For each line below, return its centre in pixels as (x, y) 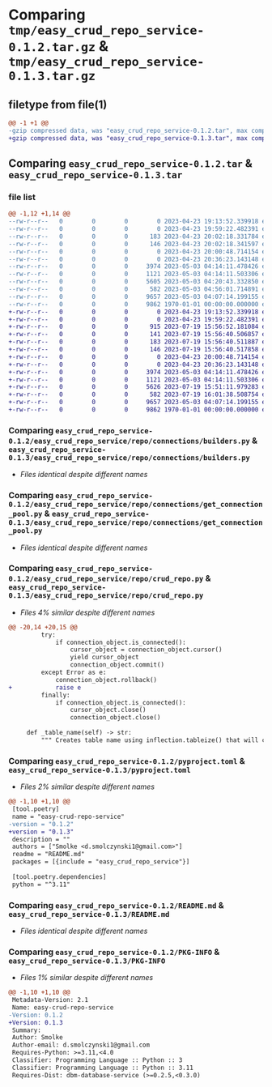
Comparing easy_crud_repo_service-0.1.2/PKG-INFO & (114, 952)
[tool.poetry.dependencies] (59, 876)
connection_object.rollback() (106, 680)
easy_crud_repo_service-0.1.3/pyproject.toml (100, 770)
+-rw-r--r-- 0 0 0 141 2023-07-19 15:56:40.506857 (134, 335)
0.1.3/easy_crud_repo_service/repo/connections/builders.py (130, 458)
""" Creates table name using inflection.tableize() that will (150, 740)
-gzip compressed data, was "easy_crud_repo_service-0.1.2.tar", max (128, 130)
